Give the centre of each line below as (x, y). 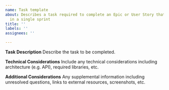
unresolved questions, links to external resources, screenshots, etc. (75, 82)
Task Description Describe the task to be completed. (60, 52)
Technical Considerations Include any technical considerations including (81, 62)
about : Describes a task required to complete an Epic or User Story (80, 15)
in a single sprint (30, 19)
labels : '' (17, 29)
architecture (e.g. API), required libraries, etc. (52, 67)
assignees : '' (20, 33)
